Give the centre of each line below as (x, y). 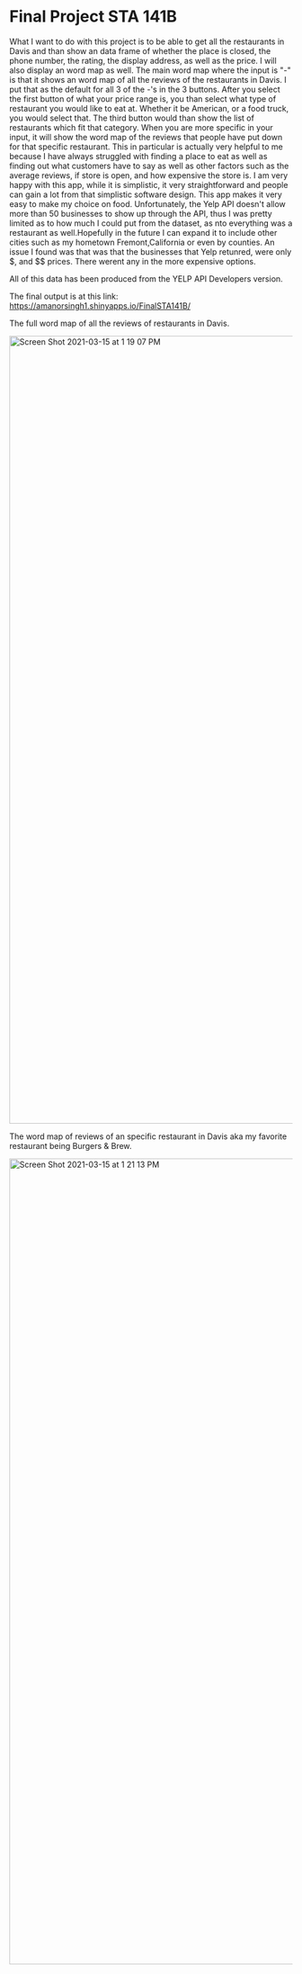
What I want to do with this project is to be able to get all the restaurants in (147, 41)
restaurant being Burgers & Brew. (71, 1145)
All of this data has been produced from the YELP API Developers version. (146, 278)
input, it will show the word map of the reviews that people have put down (146, 137)
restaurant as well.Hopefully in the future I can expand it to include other (143, 232)
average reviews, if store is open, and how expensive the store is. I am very (149, 175)
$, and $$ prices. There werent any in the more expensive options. (133, 261)
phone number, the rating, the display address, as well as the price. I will (143, 60)
